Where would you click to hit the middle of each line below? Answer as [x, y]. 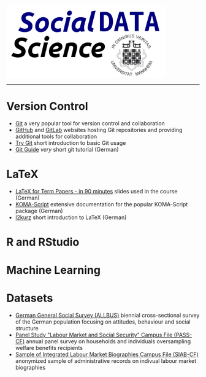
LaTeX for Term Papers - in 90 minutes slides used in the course [96, 191]
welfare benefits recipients [49, 348]
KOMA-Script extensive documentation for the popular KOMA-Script [101, 204]
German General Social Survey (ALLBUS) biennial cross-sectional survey [107, 316]
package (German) [39, 211]
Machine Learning [54, 270]
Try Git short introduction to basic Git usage [71, 142]
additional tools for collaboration [56, 136]
